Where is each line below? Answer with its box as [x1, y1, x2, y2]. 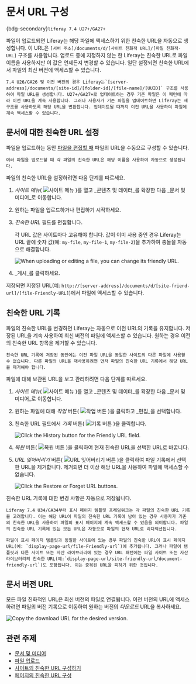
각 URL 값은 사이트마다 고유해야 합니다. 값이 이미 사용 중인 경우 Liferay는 [14, 231, 181, 238]
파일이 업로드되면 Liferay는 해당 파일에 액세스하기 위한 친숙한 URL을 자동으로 [6, 37, 183, 44]
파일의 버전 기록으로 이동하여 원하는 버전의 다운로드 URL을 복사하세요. [21, 603, 181, 610]
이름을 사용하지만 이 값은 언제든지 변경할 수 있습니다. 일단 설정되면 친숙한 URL [6, 59, 184, 66]
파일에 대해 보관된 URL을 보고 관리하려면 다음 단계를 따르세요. [6, 375, 147, 382]
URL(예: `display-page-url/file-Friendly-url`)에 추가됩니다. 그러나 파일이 [6, 543, 181, 550]
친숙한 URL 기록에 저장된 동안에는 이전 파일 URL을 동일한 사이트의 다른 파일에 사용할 [6, 352, 185, 358]
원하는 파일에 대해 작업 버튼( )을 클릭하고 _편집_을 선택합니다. [14, 407, 182, 414]
